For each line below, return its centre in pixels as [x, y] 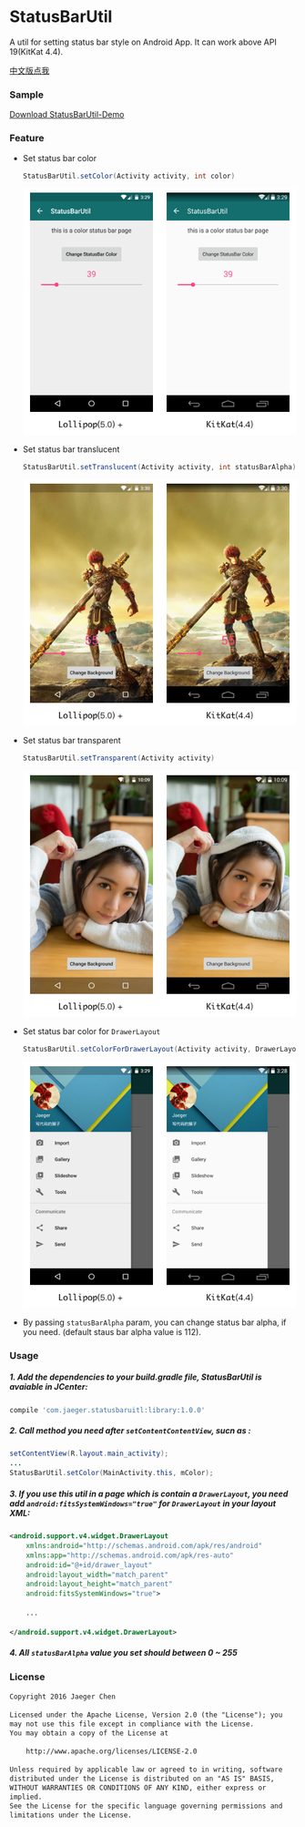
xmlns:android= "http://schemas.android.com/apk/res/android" [144, 1545]
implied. [26, 1797]
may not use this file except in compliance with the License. [132, 1724]
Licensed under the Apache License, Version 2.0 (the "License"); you [146, 1715]
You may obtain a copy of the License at [89, 1733]
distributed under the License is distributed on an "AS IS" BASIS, [142, 1779]
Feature [27, 139]
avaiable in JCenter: [49, 1387]
